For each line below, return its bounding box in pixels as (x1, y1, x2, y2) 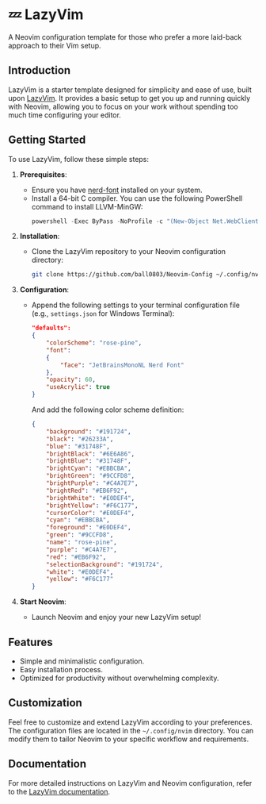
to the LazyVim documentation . (8, 787, 111, 796)
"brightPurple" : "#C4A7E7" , (46, 479, 139, 487)
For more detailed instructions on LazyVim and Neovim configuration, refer (8, 778, 253, 787)
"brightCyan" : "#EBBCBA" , (46, 464, 132, 473)
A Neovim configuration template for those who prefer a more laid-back (8, 32, 242, 41)
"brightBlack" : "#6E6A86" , (46, 450, 135, 458)
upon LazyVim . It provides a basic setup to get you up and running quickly (8, 93, 251, 102)
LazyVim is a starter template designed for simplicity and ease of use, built (8, 85, 252, 94)
